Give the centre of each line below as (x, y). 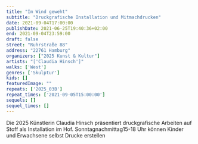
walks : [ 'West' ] (26, 67)
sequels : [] (21, 100)
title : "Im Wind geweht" (37, 12)
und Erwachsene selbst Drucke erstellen (56, 135)
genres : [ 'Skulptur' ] (33, 73)
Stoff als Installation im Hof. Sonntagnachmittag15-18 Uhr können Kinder (95, 129)
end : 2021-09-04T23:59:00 (38, 34)
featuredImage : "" (29, 84)
